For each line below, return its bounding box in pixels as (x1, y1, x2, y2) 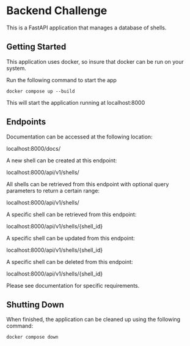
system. (6, 64, 26, 72)
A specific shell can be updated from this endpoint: (6, 234, 136, 242)
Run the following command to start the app (6, 76, 117, 83)
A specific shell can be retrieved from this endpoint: (6, 211, 137, 218)
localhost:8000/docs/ (6, 145, 61, 152)
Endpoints (6, 117, 46, 127)
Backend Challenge (6, 4, 108, 18)
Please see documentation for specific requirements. (6, 282, 140, 289)
